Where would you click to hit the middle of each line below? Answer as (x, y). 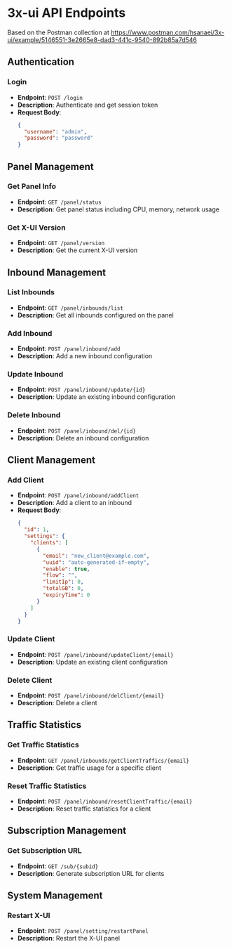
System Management (55, 896)
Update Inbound (35, 374)
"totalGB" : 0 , (63, 589)
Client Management (52, 460)
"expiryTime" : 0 (67, 595)
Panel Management (51, 166)
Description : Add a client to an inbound (74, 503)
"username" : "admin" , (56, 131)
